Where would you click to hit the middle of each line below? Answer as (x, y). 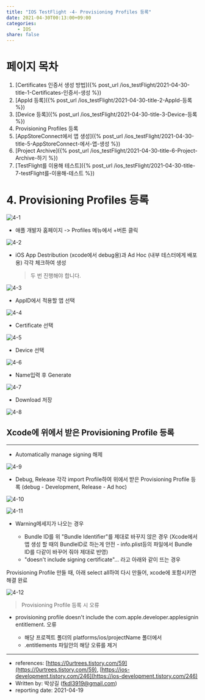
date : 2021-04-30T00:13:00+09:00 (49, 18)
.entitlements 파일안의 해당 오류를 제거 (71, 645)
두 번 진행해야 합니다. (56, 275)
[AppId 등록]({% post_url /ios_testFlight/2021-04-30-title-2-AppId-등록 (103, 100)
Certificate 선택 (34, 325)
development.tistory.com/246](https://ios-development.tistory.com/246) (106, 676)
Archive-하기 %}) (36, 158)
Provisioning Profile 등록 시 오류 (60, 605)
